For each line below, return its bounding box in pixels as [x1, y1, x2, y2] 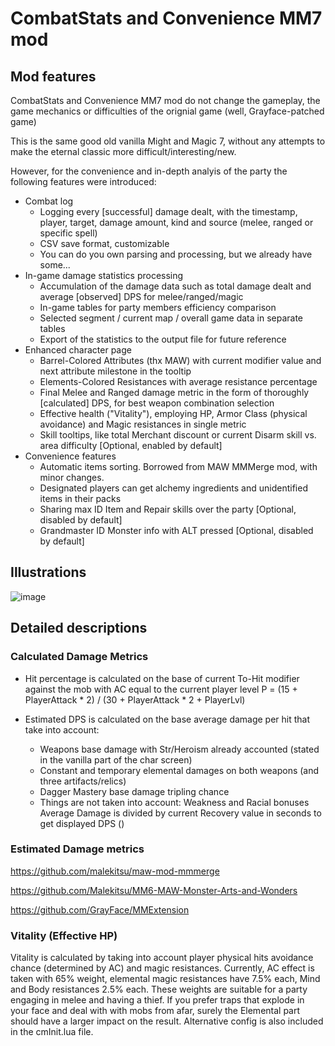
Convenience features [24, 450, 117, 462]
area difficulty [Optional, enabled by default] [39, 440, 223, 451]
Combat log [24, 195, 74, 207]
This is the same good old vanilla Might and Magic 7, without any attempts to [10, 135, 326, 147]
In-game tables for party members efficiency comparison [39, 302, 277, 313]
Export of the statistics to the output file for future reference [39, 333, 287, 345]
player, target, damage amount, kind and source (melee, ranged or [39, 217, 314, 228]
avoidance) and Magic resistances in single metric [39, 418, 247, 430]
